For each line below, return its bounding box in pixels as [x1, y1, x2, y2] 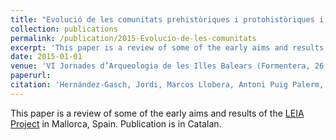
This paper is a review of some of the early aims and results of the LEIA [10, 107, 305, 119]
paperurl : [10, 71, 52, 81]
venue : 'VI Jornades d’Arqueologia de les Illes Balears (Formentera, [10, 61, 311, 71]
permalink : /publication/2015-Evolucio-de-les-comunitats [10, 33, 257, 43]
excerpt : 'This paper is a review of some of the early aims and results [10, 42, 325, 53]
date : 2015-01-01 [10, 52, 83, 62]
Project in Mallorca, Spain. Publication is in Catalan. [10, 117, 222, 130]
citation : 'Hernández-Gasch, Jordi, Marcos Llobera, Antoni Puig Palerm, [10, 80, 325, 90]
